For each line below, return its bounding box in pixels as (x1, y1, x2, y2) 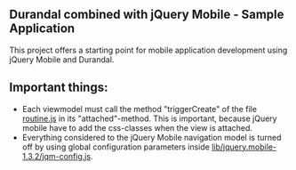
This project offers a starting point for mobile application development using (9, 45, 288, 55)
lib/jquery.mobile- (212, 142, 277, 152)
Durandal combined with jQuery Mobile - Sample (9, 7, 284, 22)
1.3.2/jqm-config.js (21, 150, 92, 161)
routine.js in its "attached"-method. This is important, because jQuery (21, 113, 277, 124)
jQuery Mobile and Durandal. (9, 53, 115, 65)
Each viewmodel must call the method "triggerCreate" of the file (21, 103, 258, 114)
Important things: (9, 80, 108, 95)
